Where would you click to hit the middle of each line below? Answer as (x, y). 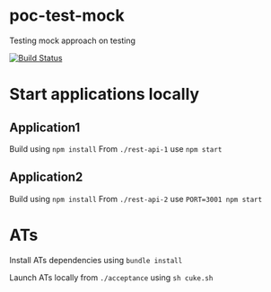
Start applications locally (105, 94)
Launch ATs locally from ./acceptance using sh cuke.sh (111, 277)
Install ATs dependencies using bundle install (96, 260)
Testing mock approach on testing (73, 40)
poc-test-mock (67, 16)
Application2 (46, 177)
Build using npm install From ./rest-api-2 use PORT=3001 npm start (136, 199)
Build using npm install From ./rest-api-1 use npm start (116, 148)
